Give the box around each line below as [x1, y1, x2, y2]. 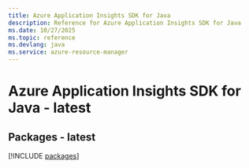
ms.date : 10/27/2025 [8, 26, 76, 34]
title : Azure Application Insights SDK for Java [8, 11, 171, 20]
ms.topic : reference [8, 33, 76, 42]
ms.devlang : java [8, 41, 65, 49]
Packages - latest [8, 130, 96, 144]
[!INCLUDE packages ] [8, 151, 80, 160]
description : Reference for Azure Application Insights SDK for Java [8, 19, 242, 27]
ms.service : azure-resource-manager [8, 48, 128, 56]
